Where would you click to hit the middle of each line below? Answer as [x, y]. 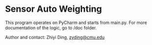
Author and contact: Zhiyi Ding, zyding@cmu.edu [55, 37]
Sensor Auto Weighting [53, 9]
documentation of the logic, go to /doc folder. [51, 27]
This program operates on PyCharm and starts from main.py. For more [76, 22]
